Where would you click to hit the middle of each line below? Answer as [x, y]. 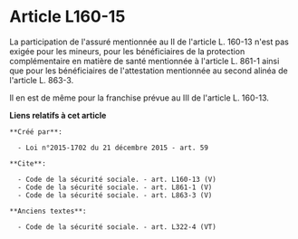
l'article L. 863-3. [42, 80]
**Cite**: [28, 163]
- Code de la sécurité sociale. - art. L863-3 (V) [115, 195]
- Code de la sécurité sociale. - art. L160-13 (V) [117, 179]
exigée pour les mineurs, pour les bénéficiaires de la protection [127, 51]
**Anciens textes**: [48, 211]
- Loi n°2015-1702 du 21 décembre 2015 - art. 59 [113, 148]
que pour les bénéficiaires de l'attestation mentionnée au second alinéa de [149, 71]
